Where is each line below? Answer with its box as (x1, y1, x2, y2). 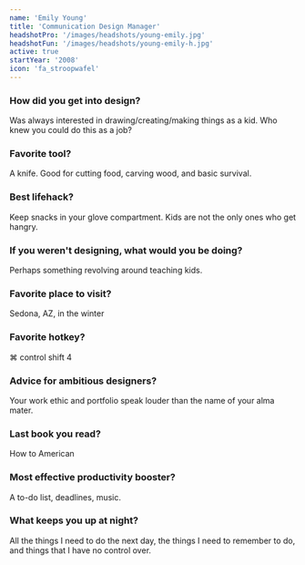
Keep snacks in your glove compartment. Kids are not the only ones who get (9, 211, 297, 222)
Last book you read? (9, 427, 102, 440)
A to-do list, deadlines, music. (9, 491, 121, 502)
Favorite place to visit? (9, 287, 112, 300)
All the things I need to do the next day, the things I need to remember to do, (9, 535, 296, 546)
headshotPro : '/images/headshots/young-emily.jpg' (9, 30, 206, 39)
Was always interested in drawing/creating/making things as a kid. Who (9, 115, 278, 126)
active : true (9, 47, 59, 56)
